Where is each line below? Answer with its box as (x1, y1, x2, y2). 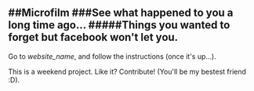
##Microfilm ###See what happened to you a (8, 6, 234, 20)
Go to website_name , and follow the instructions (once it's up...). (8, 51, 217, 61)
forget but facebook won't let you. (8, 31, 179, 44)
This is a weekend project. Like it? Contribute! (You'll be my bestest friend (8, 67, 247, 76)
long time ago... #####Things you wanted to (8, 19, 230, 32)
